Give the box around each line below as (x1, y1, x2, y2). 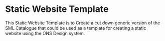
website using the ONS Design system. (5, 30, 85, 36)
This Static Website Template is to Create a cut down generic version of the (5, 20, 161, 26)
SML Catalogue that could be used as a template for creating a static (5, 25, 146, 31)
